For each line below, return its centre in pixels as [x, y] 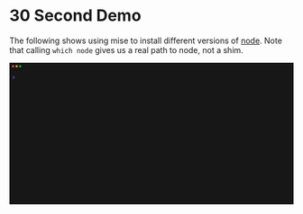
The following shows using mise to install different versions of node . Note [146, 40]
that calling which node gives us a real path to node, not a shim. [126, 49]
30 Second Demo [75, 16]
